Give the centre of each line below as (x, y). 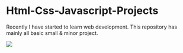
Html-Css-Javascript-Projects (82, 11)
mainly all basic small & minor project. (52, 33)
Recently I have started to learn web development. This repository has (92, 27)
